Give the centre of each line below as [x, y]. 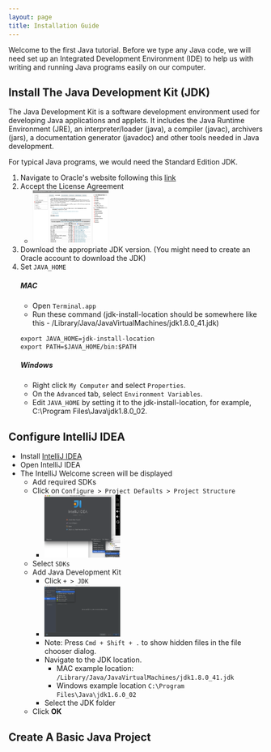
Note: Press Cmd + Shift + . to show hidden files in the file [143, 643]
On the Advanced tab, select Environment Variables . [117, 394]
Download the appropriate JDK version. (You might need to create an [135, 250]
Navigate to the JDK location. [93, 660]
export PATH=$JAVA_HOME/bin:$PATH [78, 347]
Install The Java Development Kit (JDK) [109, 92]
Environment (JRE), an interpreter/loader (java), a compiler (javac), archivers [135, 129]
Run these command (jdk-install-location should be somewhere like [144, 314]
